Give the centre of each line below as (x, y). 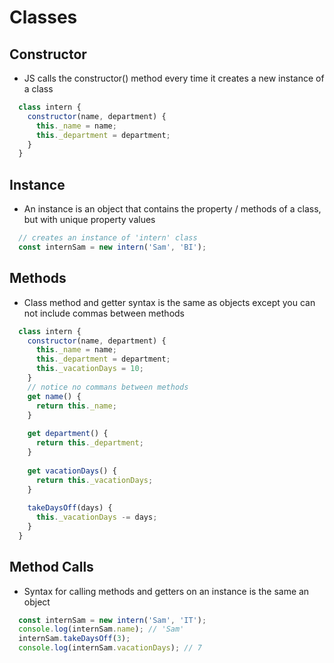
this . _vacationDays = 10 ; (89, 369)
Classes (43, 17)
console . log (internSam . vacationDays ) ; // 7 (110, 648)
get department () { (68, 434)
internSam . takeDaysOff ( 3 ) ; (74, 639)
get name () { (54, 396)
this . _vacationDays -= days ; (96, 517)
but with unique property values (89, 220)
